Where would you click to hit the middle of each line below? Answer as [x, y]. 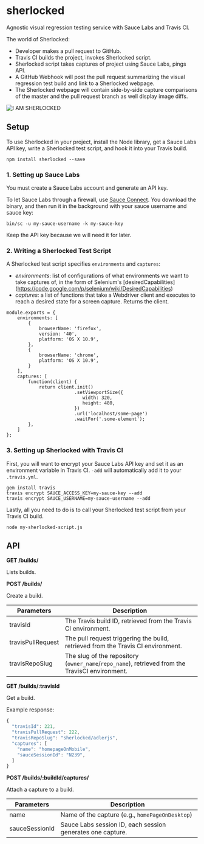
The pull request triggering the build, [117, 638]
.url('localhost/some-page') [111, 414]
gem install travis [31, 488]
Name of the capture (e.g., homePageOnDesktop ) [126, 815]
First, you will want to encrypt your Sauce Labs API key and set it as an [95, 463]
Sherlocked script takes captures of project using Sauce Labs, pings [100, 64]
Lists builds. [21, 572]
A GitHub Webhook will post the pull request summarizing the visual [100, 77]
